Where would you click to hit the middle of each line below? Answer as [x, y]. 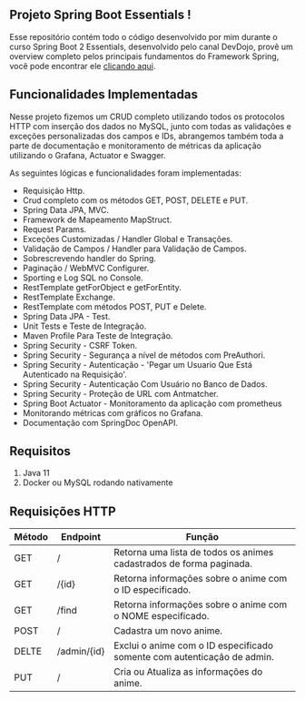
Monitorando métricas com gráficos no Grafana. [113, 412]
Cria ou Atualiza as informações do [188, 672]
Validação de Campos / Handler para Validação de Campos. [134, 249]
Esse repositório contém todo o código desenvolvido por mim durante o [144, 36]
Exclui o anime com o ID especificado [193, 645]
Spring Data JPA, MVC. [65, 209]
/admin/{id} [81, 652]
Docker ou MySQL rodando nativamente [98, 483]
